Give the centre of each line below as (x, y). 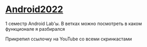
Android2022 (34, 9)
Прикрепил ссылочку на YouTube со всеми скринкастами (69, 39)
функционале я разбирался (35, 29)
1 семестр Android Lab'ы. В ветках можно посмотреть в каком (73, 24)
